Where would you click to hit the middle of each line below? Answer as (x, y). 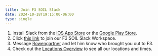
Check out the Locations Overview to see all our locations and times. (82, 49)
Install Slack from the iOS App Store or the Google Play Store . (75, 33)
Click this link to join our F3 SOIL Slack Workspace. (64, 38)
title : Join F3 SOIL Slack (33, 10)
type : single (19, 19)
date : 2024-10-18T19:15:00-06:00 (39, 14)
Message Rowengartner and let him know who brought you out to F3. (83, 44)
